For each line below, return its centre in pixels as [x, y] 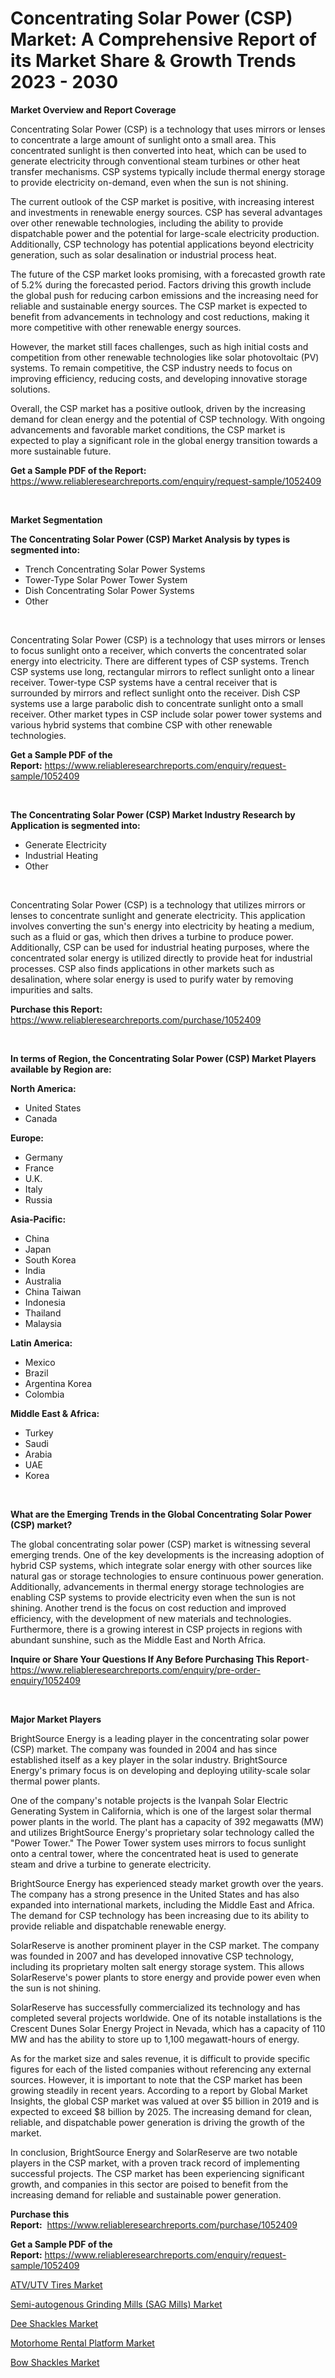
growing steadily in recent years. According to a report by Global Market [159, 2090]
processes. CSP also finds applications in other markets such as [142, 968]
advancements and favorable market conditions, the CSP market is [148, 429]
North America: [43, 1088]
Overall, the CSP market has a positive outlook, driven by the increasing [158, 408]
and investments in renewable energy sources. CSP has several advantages [166, 212]
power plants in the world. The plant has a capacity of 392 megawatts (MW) [167, 1821]
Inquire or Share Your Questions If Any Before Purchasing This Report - [160, 1659]
